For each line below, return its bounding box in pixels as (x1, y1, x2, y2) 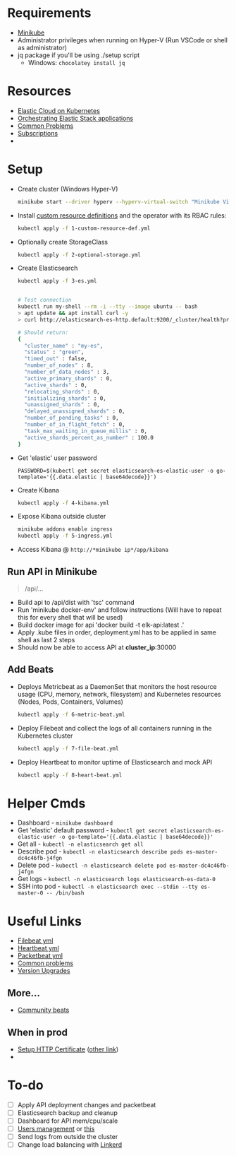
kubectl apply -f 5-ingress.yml (17, 532, 113, 540)
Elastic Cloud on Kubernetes (17, 106, 101, 114)
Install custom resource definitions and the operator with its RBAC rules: (17, 211, 227, 220)
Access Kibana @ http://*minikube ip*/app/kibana (17, 545, 169, 554)
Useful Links (7, 913, 82, 929)
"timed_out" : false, (24, 355, 88, 362)
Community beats (17, 1005, 70, 1015)
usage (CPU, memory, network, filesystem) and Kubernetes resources (17, 690, 221, 698)
